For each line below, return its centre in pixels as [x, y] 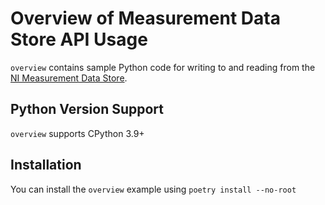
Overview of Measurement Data [145, 18]
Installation [46, 165]
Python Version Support [87, 109]
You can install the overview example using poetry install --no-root [153, 189]
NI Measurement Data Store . [69, 78]
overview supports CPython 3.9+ [77, 133]
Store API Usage [79, 39]
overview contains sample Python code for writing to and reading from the [163, 67]
